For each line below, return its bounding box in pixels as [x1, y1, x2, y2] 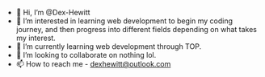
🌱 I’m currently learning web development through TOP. [15, 42, 202, 51]
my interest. [15, 33, 57, 43]
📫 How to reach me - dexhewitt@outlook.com [15, 59, 171, 68]
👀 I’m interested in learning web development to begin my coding [15, 16, 233, 26]
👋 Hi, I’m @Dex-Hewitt [15, 8, 90, 17]
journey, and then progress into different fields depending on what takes [15, 25, 257, 34]
